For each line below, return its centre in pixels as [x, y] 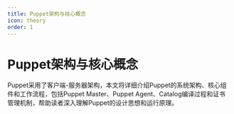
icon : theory [27, 21]
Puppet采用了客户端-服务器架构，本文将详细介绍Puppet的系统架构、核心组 [117, 85]
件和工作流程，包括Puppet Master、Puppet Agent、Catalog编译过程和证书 [117, 94]
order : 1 [20, 27]
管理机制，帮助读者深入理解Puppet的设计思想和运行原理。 [93, 103]
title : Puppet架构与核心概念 [47, 14]
